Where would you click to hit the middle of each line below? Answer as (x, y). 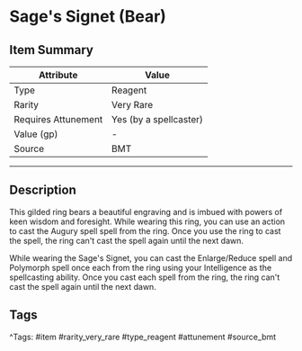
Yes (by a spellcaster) (157, 119)
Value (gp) (36, 134)
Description (43, 190)
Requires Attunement (58, 119)
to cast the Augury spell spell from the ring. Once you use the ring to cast (145, 230)
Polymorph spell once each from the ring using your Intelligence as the (141, 267)
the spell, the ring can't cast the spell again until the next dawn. (127, 240)
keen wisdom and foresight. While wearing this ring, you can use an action (147, 221)
